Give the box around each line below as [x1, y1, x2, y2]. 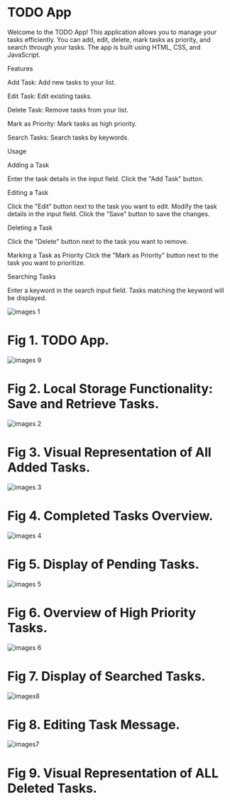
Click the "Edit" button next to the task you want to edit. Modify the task [7, 202, 218, 210]
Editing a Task [7, 188, 48, 196]
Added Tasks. [7, 459, 91, 475]
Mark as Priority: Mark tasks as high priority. [7, 119, 137, 128]
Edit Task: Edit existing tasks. [7, 92, 92, 100]
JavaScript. [7, 50, 41, 59]
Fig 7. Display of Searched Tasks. [7, 668, 206, 684]
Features [7, 64, 33, 73]
